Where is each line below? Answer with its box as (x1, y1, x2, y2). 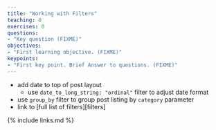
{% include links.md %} (7, 115, 75, 124)
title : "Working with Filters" (7, 10, 98, 17)
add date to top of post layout (17, 80, 102, 89)
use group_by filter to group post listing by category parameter (17, 95, 195, 104)
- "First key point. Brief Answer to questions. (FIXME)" (7, 62, 178, 68)
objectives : (7, 42, 42, 49)
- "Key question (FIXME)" (7, 36, 82, 43)
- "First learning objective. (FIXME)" (7, 49, 123, 56)
